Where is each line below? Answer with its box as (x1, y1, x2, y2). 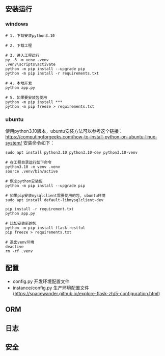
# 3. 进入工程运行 (5, 53, 40, 58)
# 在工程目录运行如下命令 (5, 160, 52, 165)
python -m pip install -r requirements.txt (5, 70, 99, 76)
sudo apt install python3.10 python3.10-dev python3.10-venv (5, 150, 138, 155)
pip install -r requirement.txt (5, 206, 74, 211)
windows (5, 20, 29, 28)
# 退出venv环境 (5, 240, 35, 245)
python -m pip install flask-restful (5, 225, 86, 230)
